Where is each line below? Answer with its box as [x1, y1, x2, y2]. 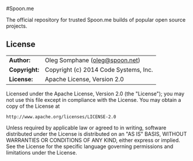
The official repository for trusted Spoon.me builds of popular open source [6, 16, 186, 23]
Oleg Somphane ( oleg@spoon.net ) [44, 56, 140, 64]
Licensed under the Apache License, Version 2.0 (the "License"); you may [6, 90, 185, 97]
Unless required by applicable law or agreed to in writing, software [6, 124, 167, 131]
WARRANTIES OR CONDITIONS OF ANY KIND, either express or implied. [6, 136, 180, 143]
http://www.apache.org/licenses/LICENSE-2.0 [6, 114, 116, 119]
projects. [6, 23, 27, 29]
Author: [9, 56, 31, 64]
